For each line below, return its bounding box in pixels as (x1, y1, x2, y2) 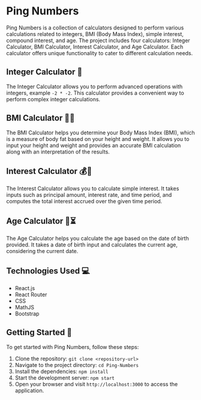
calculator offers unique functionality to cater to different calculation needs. (6, 49, 193, 56)
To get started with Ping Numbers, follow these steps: (6, 343, 139, 350)
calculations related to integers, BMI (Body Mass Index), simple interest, (6, 30, 184, 37)
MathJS (14, 304, 35, 311)
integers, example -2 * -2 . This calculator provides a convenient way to (6, 89, 184, 97)
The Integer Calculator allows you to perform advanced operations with (6, 83, 183, 90)
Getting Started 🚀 (6, 327, 73, 338)
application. (14, 387, 44, 394)
